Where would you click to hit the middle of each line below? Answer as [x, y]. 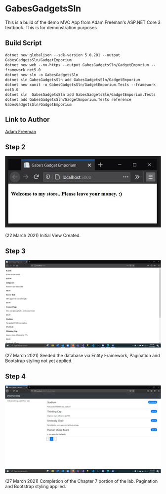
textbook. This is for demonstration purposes [51, 27]
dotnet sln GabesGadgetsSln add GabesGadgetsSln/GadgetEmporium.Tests [80, 94]
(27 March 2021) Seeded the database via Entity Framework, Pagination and [83, 356]
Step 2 [15, 147]
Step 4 [16, 376]
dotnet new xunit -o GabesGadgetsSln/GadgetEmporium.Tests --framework [80, 84]
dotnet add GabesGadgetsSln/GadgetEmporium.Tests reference [68, 99]
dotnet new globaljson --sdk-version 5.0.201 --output [63, 55]
